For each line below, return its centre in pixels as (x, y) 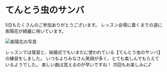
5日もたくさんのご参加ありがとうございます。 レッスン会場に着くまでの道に (84, 25)
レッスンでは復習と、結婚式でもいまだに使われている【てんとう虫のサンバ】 (84, 52)
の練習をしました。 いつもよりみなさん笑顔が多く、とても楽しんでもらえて (82, 58)
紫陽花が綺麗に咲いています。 (36, 31)
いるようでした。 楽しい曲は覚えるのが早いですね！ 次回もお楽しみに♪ (78, 65)
